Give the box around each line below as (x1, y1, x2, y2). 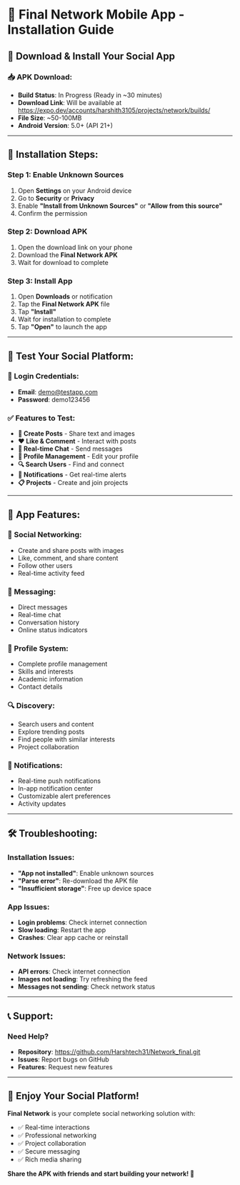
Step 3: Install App (7, 276, 73, 286)
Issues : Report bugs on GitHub (17, 1055, 109, 1064)
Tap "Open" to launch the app (17, 323, 107, 331)
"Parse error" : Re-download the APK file (17, 876, 139, 885)
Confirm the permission (17, 209, 88, 217)
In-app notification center (17, 784, 94, 793)
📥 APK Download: (7, 71, 73, 81)
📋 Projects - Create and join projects (17, 479, 129, 487)
